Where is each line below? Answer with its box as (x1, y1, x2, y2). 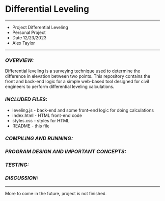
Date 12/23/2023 (12, 34, 47, 40)
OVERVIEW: (5, 57, 34, 63)
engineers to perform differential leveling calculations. (5, 84, 114, 89)
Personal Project (12, 29, 46, 35)
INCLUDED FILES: (5, 96, 48, 103)
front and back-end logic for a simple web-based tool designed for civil (5, 79, 150, 85)
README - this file (12, 123, 50, 129)
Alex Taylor (12, 40, 35, 46)
